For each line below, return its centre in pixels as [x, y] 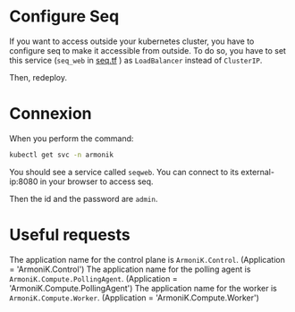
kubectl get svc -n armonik [62, 155]
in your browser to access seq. [97, 181]
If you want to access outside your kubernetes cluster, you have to [132, 41]
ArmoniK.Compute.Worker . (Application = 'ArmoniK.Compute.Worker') [134, 298]
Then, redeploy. [38, 77]
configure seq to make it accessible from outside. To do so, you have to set [147, 50]
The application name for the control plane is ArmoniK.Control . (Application [147, 259]
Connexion [51, 114]
